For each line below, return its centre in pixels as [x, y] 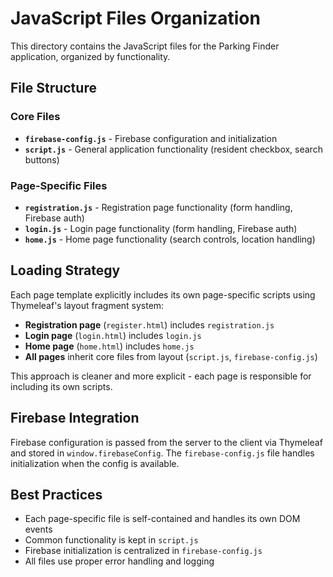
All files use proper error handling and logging [119, 561]
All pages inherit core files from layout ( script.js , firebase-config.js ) [171, 356]
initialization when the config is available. [95, 463]
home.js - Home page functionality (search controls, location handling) [170, 239]
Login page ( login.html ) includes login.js [113, 335]
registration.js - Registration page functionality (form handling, [158, 207]
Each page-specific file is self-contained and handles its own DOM [162, 519]
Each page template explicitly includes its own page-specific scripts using [163, 294]
